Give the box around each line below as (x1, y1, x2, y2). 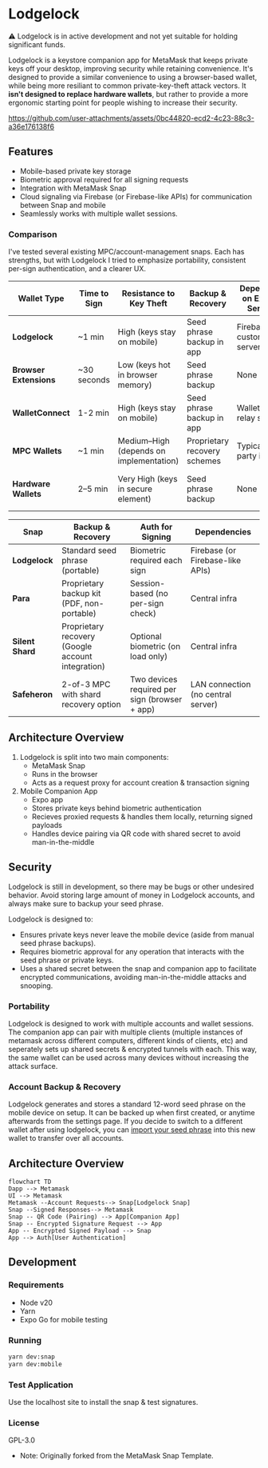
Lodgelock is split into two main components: (19, 752, 169, 762)
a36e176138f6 (8, 122, 54, 131)
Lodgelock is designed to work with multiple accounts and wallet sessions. (8, 1018, 254, 1028)
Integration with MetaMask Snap (19, 183, 127, 193)
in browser (117, 370, 158, 381)
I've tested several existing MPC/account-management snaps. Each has (8, 247, 245, 257)
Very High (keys (117, 474, 178, 485)
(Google (61, 641, 93, 652)
